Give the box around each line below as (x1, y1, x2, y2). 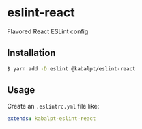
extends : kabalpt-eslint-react (7, 115, 96, 122)
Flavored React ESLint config (7, 27, 89, 35)
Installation (7, 47, 56, 59)
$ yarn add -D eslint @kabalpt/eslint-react (7, 65, 136, 72)
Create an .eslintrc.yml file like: (7, 102, 100, 111)
